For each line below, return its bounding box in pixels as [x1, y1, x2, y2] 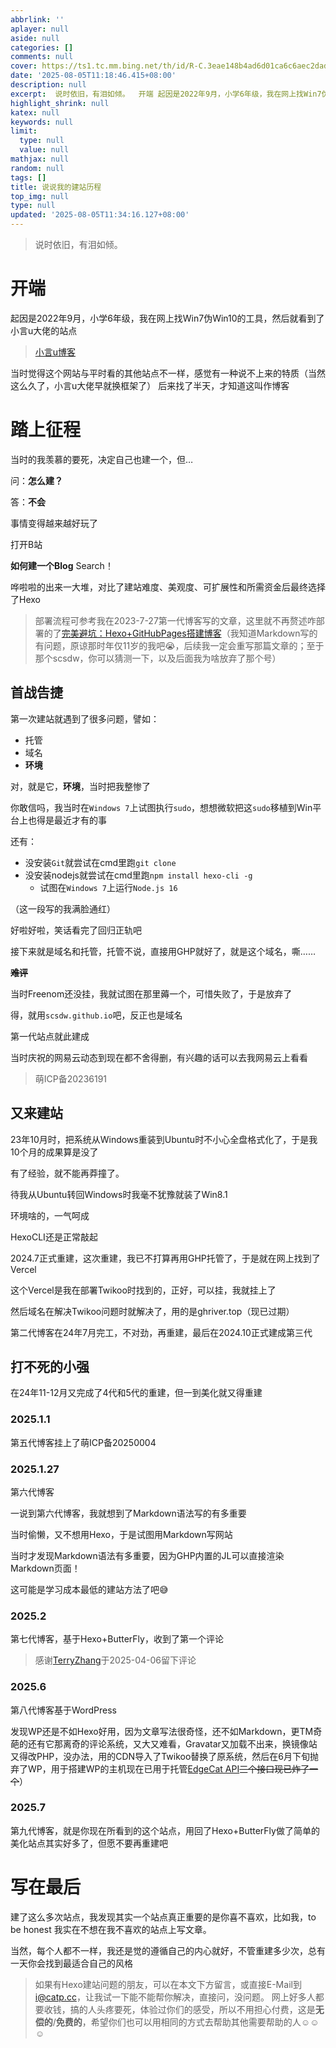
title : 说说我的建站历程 [10, 182, 102, 192]
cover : [10, 61, 38, 71]
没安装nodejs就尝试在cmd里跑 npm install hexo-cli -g [24, 869, 253, 881]
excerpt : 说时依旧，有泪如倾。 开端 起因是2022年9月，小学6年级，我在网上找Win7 [10, 89, 322, 99]
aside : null [10, 33, 60, 43]
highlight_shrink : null [10, 98, 110, 108]
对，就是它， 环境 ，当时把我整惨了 [10, 780, 151, 792]
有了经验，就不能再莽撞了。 [10, 1167, 125, 1179]
